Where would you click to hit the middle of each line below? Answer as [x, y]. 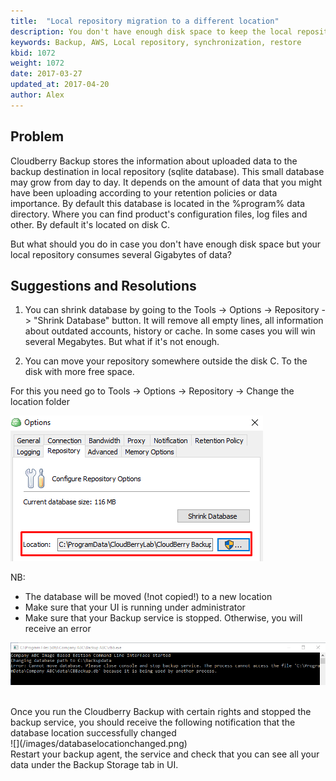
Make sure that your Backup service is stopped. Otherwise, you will [163, 618]
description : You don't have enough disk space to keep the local [151, 31]
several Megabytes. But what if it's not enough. [122, 342]
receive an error [58, 629]
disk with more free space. [79, 372]
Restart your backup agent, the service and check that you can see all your [165, 754]
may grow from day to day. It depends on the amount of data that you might [166, 182]
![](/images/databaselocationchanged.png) [99, 743]
